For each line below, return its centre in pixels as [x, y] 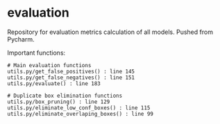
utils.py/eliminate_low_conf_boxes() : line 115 [79, 108]
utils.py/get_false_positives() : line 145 [71, 71]
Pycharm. [21, 39]
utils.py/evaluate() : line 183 [54, 83]
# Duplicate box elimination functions [65, 96]
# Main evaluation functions [49, 65]
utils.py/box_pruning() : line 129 [59, 102]
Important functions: [36, 53]
